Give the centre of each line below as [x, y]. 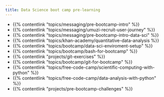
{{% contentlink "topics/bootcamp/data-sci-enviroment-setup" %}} [83, 45]
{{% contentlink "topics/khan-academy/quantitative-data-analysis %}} [86, 40]
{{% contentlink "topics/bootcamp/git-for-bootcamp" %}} [72, 62]
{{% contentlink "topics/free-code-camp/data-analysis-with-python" [84, 78]
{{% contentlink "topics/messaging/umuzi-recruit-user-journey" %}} [84, 30]
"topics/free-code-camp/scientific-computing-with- [100, 67]
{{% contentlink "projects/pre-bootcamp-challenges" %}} [73, 88]
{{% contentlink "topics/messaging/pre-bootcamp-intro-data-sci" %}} [86, 35]
